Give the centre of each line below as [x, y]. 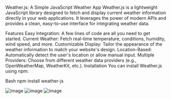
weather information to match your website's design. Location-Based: [79, 49]
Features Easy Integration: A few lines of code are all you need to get [78, 33]
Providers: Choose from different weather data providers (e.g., [71, 60]
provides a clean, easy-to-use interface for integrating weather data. [77, 23]
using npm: [17, 71]
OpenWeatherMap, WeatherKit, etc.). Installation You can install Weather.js [84, 66]
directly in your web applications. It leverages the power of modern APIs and [86, 18]
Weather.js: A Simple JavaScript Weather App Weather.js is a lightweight [81, 7]
